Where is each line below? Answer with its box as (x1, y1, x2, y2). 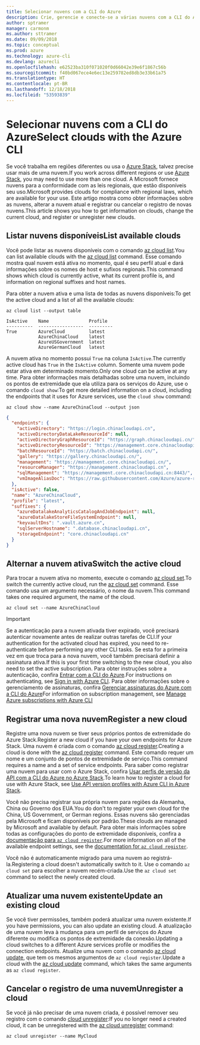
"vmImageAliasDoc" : (17, 475, 65, 482)
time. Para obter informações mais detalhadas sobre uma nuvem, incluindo (6, 373, 190, 381)
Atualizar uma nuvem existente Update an (6, 891, 163, 901)
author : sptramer (6, 20, 49, 26)
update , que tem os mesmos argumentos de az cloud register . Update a (6, 954, 186, 961)
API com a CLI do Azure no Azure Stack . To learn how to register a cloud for (6, 774, 191, 781)
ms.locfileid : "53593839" (6, 92, 70, 98)
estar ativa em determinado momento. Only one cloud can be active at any (6, 367, 187, 375)
